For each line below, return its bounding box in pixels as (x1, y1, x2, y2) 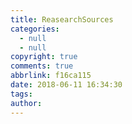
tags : (10, 89, 33, 99)
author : (10, 98, 43, 108)
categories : (10, 24, 60, 34)
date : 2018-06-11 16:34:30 (10, 80, 123, 90)
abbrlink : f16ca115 (10, 71, 92, 81)
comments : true (10, 61, 74, 71)
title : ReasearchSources (10, 14, 114, 25)
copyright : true (10, 52, 78, 62)
